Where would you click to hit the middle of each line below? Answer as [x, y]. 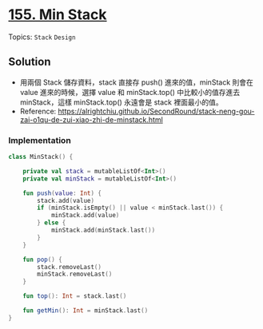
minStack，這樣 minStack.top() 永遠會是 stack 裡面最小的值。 [121, 102]
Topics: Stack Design [42, 37]
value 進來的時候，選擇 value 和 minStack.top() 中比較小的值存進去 [130, 92]
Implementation [40, 140]
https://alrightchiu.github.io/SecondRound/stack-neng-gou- [156, 111]
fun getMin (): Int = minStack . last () [86, 311]
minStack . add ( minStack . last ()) [103, 230]
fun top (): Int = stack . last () [75, 296]
